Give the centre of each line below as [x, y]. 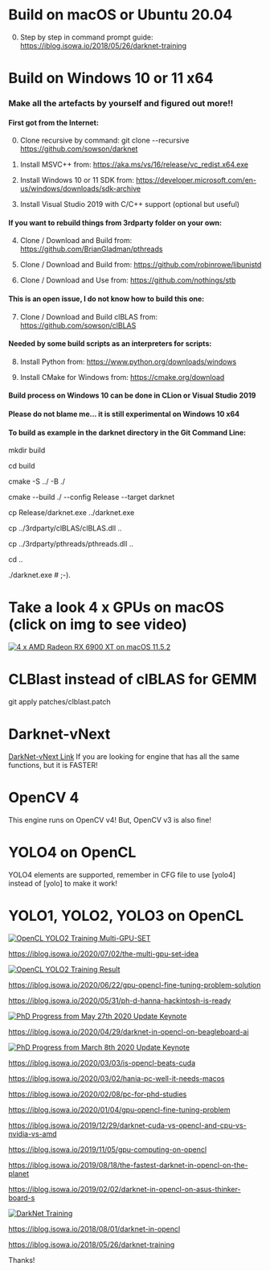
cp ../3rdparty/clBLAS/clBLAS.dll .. [65, 528]
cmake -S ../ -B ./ [37, 481]
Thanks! [22, 1260]
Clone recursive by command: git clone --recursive [104, 140]
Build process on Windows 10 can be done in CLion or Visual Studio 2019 [132, 395]
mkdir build [27, 450]
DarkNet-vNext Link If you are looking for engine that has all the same [124, 757]
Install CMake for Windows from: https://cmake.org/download [122, 377]
